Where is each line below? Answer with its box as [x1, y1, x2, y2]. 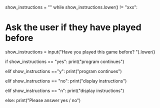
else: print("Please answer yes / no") [5, 97, 81, 103]
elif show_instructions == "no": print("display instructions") [5, 77, 127, 84]
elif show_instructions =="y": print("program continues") [5, 68, 122, 74]
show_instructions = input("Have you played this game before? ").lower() [5, 48, 155, 54]
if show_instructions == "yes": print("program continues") [5, 58, 124, 64]
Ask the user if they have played [5, 22, 141, 33]
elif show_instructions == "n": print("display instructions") [5, 87, 124, 93]
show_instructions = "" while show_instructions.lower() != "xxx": [5, 4, 137, 10]
